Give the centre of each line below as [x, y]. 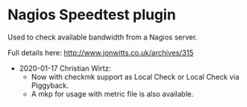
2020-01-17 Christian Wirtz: [65, 68]
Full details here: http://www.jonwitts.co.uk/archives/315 [101, 52]
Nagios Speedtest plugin [92, 15]
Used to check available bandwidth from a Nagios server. [103, 37]
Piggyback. [50, 85]
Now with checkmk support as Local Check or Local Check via [135, 76]
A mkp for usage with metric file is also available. [112, 93]
